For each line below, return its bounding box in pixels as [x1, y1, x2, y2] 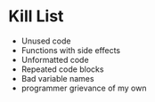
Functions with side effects [20, 44, 121, 55]
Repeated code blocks [20, 64, 104, 75]
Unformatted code [20, 54, 90, 65]
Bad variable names [20, 73, 94, 83]
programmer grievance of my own [20, 82, 147, 93]
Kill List [8, 6, 64, 27]
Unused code [20, 35, 71, 46]
